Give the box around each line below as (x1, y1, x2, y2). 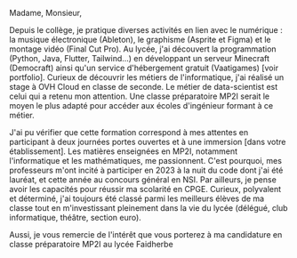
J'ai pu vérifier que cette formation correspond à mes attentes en (9, 127, 249, 137)
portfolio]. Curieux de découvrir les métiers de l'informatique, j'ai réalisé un (9, 72, 285, 83)
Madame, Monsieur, (9, 8, 83, 18)
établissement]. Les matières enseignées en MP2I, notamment (9, 146, 238, 157)
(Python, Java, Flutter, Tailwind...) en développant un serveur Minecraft (9, 53, 269, 63)
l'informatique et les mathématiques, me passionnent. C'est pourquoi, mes (9, 156, 283, 165)
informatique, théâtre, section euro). (9, 213, 142, 222)
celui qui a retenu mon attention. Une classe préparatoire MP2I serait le (9, 91, 269, 101)
